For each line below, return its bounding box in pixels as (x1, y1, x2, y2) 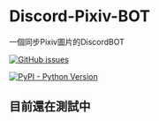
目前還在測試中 (9, 99, 91, 114)
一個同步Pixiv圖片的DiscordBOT (9, 36, 125, 47)
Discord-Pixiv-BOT (9, 6, 150, 26)
